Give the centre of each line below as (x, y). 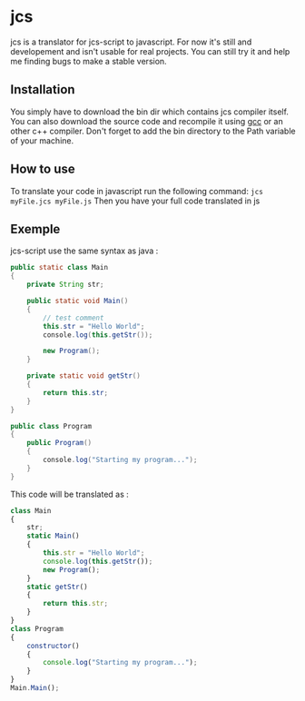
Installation (43, 89)
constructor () (53, 646)
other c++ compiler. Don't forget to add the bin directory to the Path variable (153, 131)
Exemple (35, 229)
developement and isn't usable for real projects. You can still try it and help (150, 51)
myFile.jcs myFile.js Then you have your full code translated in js (135, 201)
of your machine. (42, 140)
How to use (43, 169)
